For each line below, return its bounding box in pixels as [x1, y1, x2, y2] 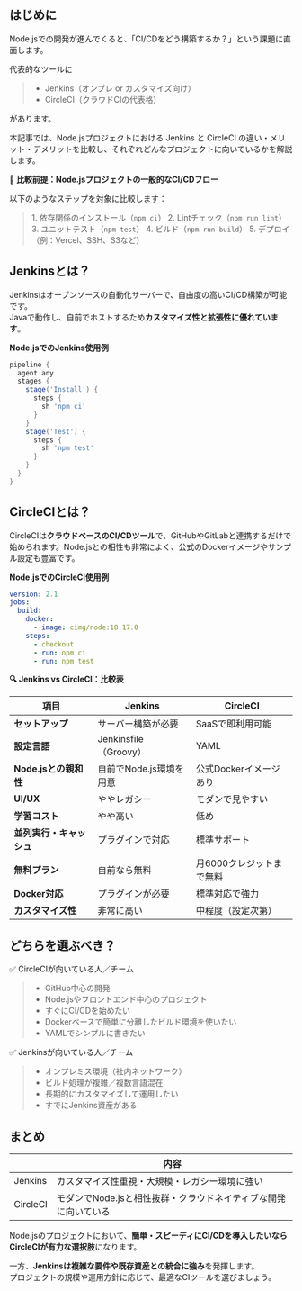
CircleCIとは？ [9, 504, 92, 519]
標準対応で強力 [195, 888, 259, 900]
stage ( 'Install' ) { [25, 385, 99, 394]
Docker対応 [13, 888, 64, 900]
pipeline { [9, 360, 50, 369]
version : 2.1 [9, 590, 58, 599]
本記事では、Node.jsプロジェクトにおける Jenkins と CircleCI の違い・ [9, 132, 271, 143]
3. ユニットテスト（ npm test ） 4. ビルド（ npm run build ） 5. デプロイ [31, 223, 290, 234]
